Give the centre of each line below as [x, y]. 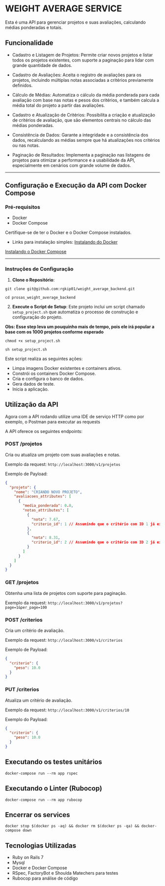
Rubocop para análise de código [45, 878]
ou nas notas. [26, 145]
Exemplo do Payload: [27, 719]
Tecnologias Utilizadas [41, 845]
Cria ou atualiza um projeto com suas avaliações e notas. [63, 455]
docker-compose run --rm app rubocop [44, 800]
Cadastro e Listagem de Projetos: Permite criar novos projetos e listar [82, 55]
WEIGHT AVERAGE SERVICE [64, 9]
